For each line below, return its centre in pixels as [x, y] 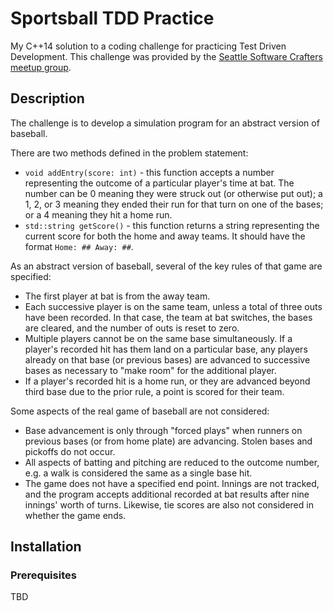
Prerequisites [43, 575]
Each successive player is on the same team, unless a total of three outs [173, 306]
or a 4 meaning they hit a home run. [98, 214]
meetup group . [41, 67]
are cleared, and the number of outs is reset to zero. [132, 328]
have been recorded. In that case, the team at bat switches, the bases [168, 317]
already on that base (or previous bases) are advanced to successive [167, 359]
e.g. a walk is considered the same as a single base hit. [138, 473]
